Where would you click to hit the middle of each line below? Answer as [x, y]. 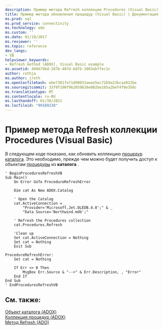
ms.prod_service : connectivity [37, 23]
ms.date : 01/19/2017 [26, 37]
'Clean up [24, 233]
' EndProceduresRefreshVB [31, 285]
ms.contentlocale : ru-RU [30, 96]
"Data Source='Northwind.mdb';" [56, 212]
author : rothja [21, 74]
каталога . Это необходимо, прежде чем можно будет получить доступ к [81, 159]
